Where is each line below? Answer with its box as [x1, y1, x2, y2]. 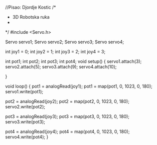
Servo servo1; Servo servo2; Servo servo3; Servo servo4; [5, 39, 124, 45]
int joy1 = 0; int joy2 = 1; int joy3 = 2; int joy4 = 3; [5, 49, 106, 54]
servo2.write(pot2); [5, 104, 45, 110]
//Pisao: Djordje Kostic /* [5, 5, 56, 10]
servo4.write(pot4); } [5, 134, 49, 140]
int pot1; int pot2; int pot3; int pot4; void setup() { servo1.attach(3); [5, 58, 142, 64]
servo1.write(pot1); [5, 89, 44, 95]
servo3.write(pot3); [5, 119, 45, 125]
